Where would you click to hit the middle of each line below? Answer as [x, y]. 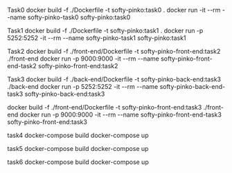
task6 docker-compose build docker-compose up [78, 162]
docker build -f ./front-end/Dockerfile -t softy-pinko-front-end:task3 [105, 107]
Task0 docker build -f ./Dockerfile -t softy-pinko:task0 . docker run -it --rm [114, 10]
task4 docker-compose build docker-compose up [78, 135]
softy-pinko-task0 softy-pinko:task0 [79, 17]
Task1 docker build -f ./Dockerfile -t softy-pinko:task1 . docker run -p [105, 31]
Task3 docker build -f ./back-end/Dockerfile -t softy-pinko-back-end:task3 [114, 79]
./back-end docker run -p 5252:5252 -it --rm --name [83, 86]
